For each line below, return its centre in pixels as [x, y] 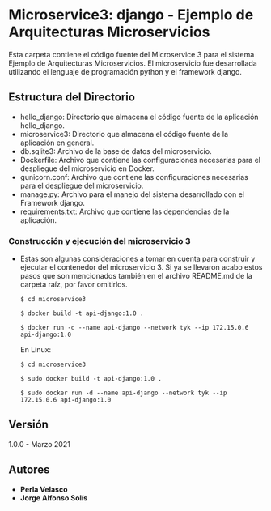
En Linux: [35, 350]
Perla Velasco [44, 489]
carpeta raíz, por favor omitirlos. [74, 284]
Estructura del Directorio [72, 98]
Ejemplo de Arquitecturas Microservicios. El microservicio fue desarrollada [133, 63]
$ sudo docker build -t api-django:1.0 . [91, 379]
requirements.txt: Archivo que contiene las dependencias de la [125, 211]
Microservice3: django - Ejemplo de [131, 15]
